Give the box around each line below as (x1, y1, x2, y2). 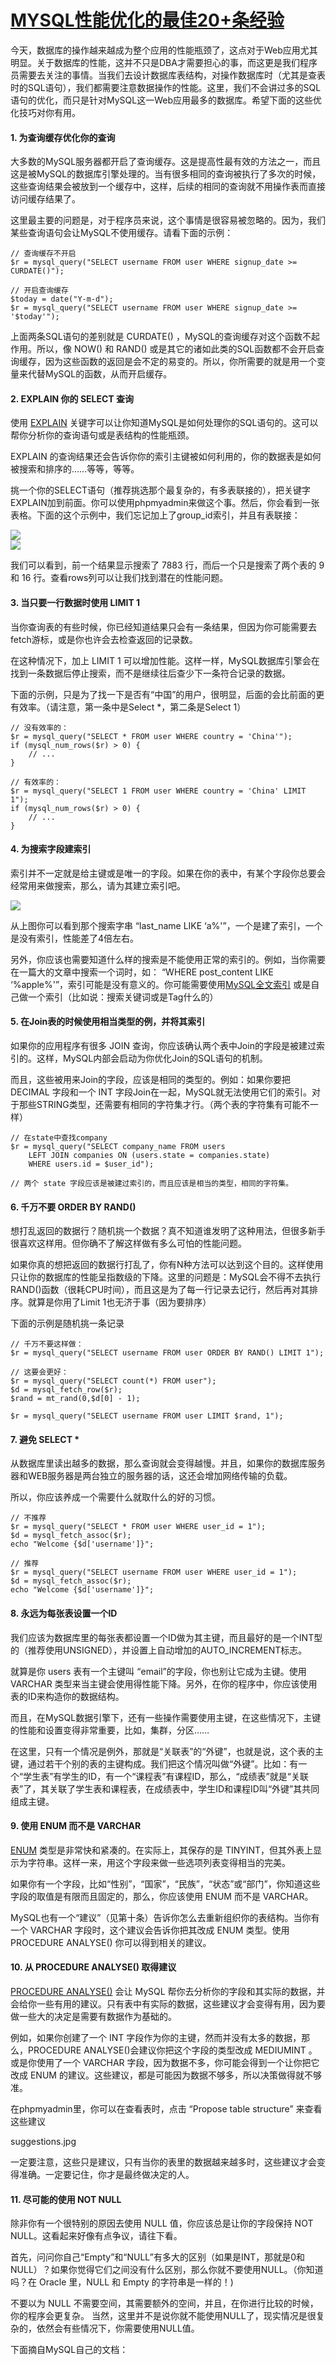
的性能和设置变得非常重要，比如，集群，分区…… (10, 1724, 210, 1736)
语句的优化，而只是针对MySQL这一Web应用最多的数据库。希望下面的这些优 (10, 94, 323, 106)
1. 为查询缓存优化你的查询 (10, 131, 116, 143)
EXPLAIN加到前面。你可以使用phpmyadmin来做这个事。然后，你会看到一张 (10, 497, 320, 509)
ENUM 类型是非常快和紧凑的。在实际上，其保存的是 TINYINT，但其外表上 (10, 1844, 314, 1856)
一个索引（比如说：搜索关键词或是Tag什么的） (27, 991, 219, 1003)
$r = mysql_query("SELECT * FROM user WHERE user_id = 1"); (10, 1522, 267, 1532)
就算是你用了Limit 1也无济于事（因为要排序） (27, 1296, 212, 1308)
